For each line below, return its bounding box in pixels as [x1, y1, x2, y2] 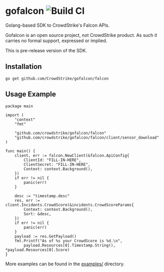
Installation [5, 62, 42, 71]
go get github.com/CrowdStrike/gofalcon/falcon [5, 76, 109, 81]
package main [5, 103, 33, 109]
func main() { [5, 148, 36, 153]
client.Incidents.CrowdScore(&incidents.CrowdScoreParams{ [5, 202, 134, 207]
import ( [5, 112, 24, 118]
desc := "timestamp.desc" [14, 193, 70, 199]
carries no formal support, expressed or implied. [5, 37, 108, 44]
